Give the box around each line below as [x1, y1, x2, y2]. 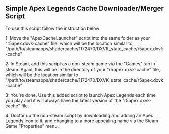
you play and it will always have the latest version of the [5, 97, 121, 103]
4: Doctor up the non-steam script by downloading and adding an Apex [5, 112, 153, 118]
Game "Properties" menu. [5, 123, 59, 129]
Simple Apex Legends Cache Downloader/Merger [5, 4, 164, 13]
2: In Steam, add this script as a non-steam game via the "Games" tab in [5, 60, 155, 67]
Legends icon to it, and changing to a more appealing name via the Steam [5, 118, 159, 124]
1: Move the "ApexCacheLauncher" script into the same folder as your [5, 35, 150, 41]
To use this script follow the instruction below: [5, 25, 101, 31]
